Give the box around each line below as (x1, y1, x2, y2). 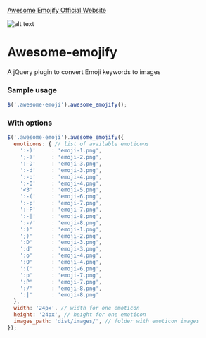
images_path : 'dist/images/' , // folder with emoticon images (13, 318, 200, 325)
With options (7, 118, 53, 128)
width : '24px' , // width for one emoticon (13, 305, 140, 312)
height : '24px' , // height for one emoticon (13, 311, 146, 318)
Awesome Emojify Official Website (7, 6, 107, 14)
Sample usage (7, 85, 58, 95)
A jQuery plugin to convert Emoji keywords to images (7, 67, 161, 76)
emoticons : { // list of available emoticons (13, 140, 150, 147)
